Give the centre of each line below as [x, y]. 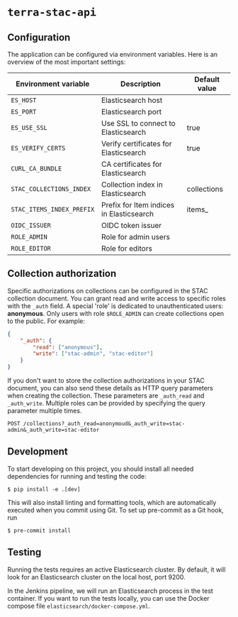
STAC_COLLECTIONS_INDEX [51, 189]
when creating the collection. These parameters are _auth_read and [106, 395]
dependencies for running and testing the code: [77, 476]
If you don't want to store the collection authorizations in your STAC [106, 381]
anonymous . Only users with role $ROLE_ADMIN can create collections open [116, 313]
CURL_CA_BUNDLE [36, 169]
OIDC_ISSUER [31, 225]
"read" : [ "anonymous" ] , [68, 347]
